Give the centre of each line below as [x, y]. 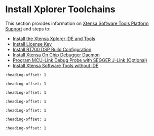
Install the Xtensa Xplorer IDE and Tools [54, 39]
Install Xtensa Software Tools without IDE [55, 65]
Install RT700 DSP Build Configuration [52, 49]
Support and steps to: [28, 28]
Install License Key [32, 44]
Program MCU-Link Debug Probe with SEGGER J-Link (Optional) [80, 60]
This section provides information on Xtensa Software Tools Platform [77, 23]
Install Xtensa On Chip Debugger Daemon [56, 55]
